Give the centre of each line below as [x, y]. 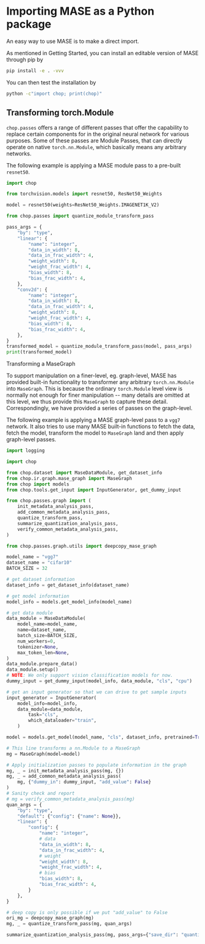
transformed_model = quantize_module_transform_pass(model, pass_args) [99, 347]
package [29, 24]
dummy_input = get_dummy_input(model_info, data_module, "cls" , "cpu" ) [99, 681]
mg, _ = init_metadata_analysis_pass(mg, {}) [65, 771]
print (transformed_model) [39, 352]
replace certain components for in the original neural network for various [98, 134]
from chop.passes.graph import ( [49, 501]
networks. [19, 153]
